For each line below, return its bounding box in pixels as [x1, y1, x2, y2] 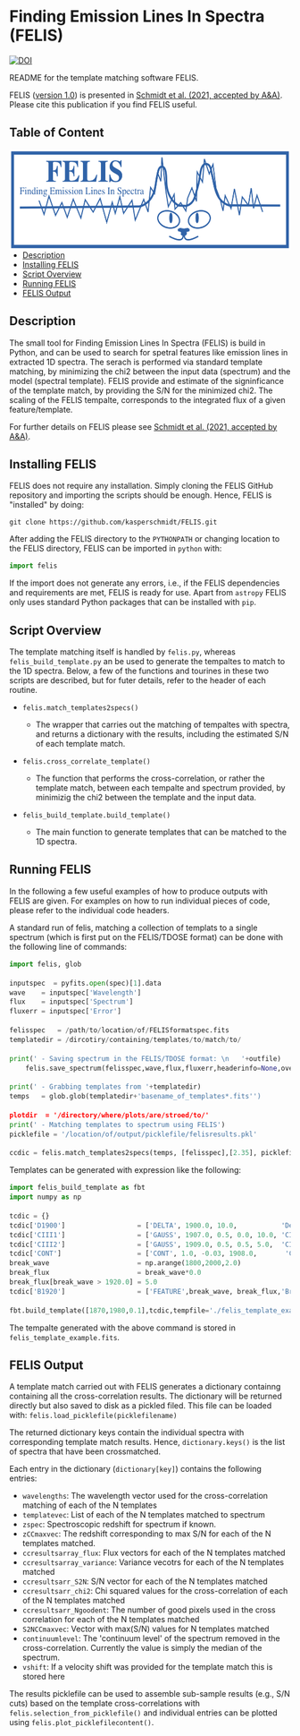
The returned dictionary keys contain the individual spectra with [9, 1427, 245, 1438]
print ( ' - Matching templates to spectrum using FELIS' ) [9, 1120, 226, 1129]
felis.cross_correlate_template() [21, 757, 151, 766]
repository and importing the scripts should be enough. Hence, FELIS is [9, 490, 272, 500]
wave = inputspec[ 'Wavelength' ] [9, 988, 142, 997]
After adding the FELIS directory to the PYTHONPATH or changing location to [9, 534, 280, 544]
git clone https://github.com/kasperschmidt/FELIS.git [9, 517, 218, 527]
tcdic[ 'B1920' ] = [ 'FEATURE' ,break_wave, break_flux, [9, 1287, 281, 1296]
